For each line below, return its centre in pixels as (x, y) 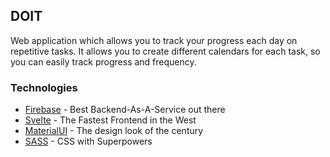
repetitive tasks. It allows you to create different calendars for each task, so (165, 51)
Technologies (44, 87)
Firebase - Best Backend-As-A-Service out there (125, 110)
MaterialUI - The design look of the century (114, 131)
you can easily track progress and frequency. (103, 61)
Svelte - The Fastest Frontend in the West (110, 120)
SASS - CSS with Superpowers (88, 141)
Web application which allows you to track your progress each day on (154, 40)
